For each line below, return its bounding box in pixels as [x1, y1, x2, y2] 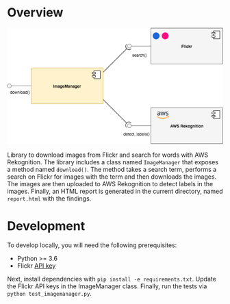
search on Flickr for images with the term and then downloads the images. [7, 173, 217, 181]
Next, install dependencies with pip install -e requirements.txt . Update [7, 275, 217, 283]
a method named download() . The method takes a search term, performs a [7, 166, 217, 174]
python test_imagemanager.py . [7, 289, 92, 297]
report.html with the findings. [7, 194, 92, 203]
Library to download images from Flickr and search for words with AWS [7, 151, 209, 159]
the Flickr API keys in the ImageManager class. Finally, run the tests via [7, 282, 207, 290]
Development [7, 218, 86, 234]
